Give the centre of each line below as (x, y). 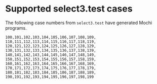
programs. (16, 28)
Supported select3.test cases (69, 9)
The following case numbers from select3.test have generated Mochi (79, 23)
